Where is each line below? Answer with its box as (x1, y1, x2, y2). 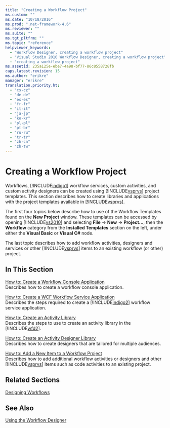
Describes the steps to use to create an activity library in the (5, 320, 131, 326)
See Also (5, 404, 34, 412)
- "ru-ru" (10, 130, 30, 135)
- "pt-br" (10, 125, 30, 130)
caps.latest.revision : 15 (5, 69, 60, 74)
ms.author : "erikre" (5, 73, 49, 79)
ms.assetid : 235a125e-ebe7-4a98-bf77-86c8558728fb (5, 64, 114, 69)
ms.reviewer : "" (5, 26, 39, 31)
